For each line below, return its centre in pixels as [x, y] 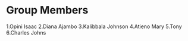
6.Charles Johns [26, 32]
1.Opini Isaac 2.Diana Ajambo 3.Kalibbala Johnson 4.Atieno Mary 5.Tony [94, 26]
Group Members [47, 10]
